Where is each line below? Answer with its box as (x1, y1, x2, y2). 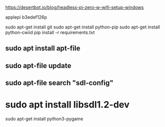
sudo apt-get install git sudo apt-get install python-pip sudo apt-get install (5, 24, 160, 30)
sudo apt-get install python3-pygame (5, 116, 84, 122)
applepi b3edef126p (5, 14, 47, 20)
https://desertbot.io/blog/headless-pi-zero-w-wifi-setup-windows (5, 5, 144, 10)
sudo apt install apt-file (5, 44, 80, 53)
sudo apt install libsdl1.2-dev (5, 99, 130, 111)
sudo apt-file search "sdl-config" (5, 79, 114, 87)
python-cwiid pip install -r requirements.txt (5, 29, 95, 35)
